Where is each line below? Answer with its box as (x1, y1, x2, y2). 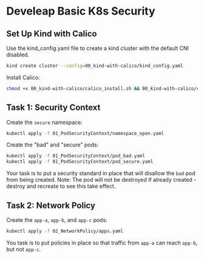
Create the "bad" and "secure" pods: (6, 141, 99, 148)
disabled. (6, 51, 29, 58)
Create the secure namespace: (6, 119, 83, 126)
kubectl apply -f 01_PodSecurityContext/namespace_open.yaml (6, 130, 165, 136)
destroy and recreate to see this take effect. (6, 182, 116, 190)
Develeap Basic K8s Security (6, 4, 156, 18)
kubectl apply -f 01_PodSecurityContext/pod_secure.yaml (6, 159, 154, 165)
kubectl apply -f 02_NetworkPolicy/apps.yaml (6, 228, 123, 234)
